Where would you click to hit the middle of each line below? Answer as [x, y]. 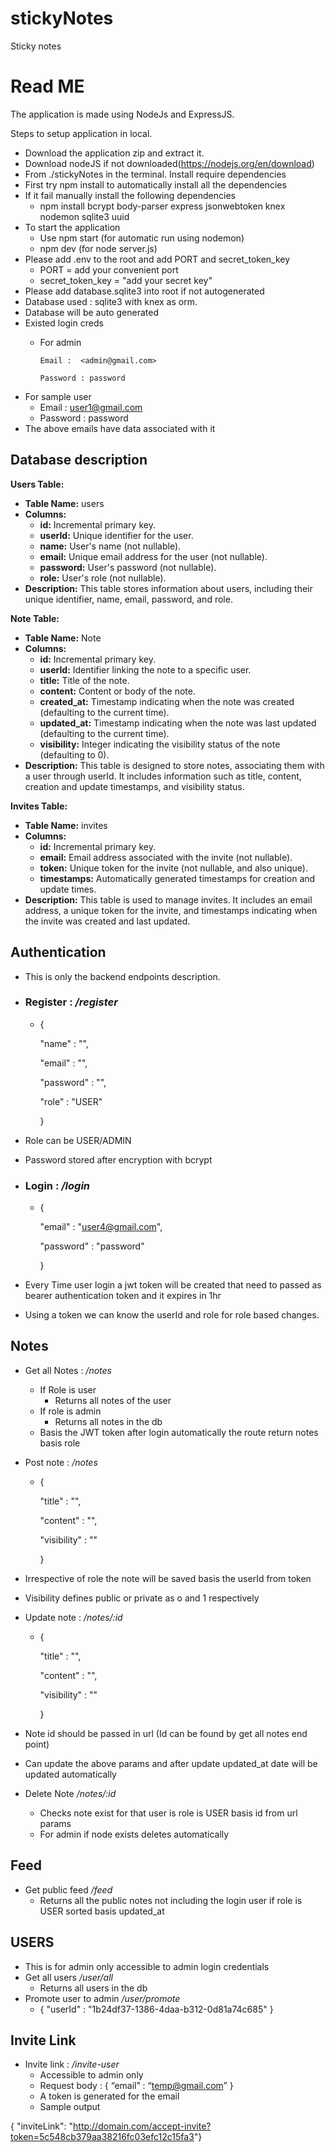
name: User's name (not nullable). [110, 546]
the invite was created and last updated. [107, 921]
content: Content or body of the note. [118, 691]
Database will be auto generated [91, 312]
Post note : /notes [61, 1462]
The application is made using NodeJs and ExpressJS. [122, 114]
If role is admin [70, 1411]
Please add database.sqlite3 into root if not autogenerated [144, 291]
